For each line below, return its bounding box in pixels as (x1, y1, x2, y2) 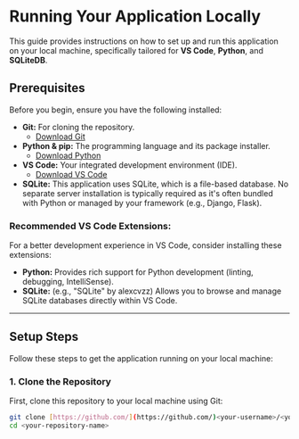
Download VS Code (35, 169, 108, 179)
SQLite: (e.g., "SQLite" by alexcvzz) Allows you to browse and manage (21, 286, 282, 296)
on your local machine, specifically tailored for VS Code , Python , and (9, 45, 264, 55)
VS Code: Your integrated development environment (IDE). (21, 159, 238, 170)
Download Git (35, 131, 86, 142)
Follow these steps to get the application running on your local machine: (9, 352, 273, 363)
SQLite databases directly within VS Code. (21, 295, 178, 306)
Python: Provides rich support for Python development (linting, (21, 267, 254, 277)
